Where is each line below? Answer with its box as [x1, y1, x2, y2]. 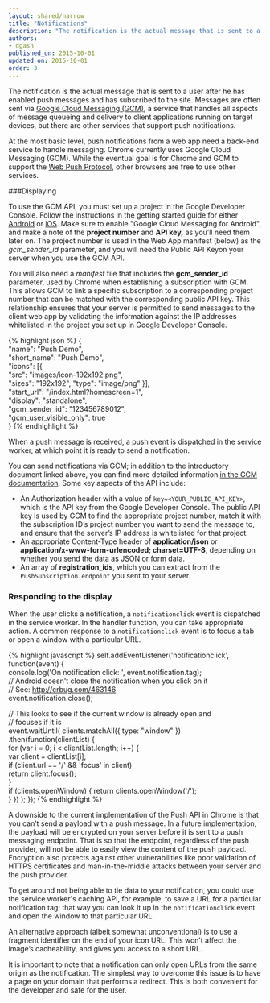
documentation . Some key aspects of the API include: [8, 478, 186, 487]
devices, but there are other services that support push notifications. [8, 120, 236, 130]
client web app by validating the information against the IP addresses [8, 311, 237, 321]
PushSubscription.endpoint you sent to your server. [19, 570, 191, 580]
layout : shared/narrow [8, 11, 84, 20]
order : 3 [8, 64, 38, 73]
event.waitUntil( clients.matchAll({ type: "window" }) [8, 726, 182, 736]
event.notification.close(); [8, 694, 94, 703]
